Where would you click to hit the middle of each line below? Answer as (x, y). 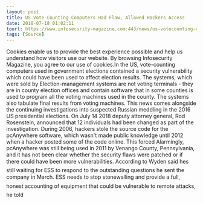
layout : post (23, 12)
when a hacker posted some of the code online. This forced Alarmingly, (95, 142)
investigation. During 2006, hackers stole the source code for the (87, 129)
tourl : (14, 29)
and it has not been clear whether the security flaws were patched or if (95, 155)
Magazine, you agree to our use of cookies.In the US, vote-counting (91, 65)
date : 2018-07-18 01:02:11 (40, 23)
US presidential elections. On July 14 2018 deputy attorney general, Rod (96, 116)
